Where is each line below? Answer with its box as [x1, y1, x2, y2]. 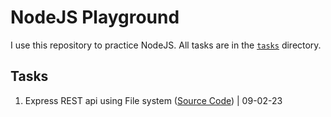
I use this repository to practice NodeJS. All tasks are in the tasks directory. [10, 39, 322, 51]
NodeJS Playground [10, 6, 180, 29]
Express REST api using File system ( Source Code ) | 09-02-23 [24, 94, 283, 106]
